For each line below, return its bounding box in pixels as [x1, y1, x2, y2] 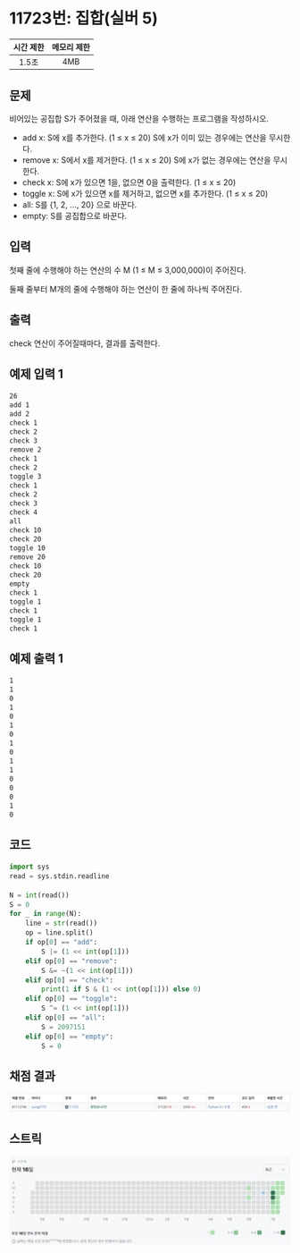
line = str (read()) [25, 919, 98, 928]
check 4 [9, 508, 38, 517]
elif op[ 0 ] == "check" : [25, 976, 114, 985]
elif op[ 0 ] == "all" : [25, 1013, 105, 1022]
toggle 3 [9, 472, 42, 481]
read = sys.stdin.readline [9, 871, 110, 881]
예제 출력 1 [9, 650, 64, 666]
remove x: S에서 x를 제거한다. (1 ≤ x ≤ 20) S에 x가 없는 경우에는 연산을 [21, 155, 271, 165]
